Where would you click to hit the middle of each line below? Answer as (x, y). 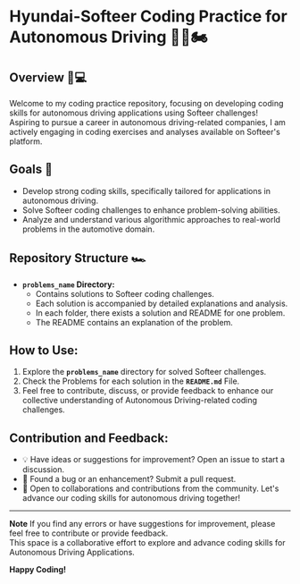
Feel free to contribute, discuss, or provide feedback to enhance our (148, 391)
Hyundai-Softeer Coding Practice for (148, 17)
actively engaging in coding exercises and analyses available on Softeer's (145, 132)
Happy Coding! (38, 570)
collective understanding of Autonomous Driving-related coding (139, 401)
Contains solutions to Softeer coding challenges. (125, 293)
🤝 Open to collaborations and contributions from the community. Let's (150, 488)
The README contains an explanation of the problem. (134, 322)
